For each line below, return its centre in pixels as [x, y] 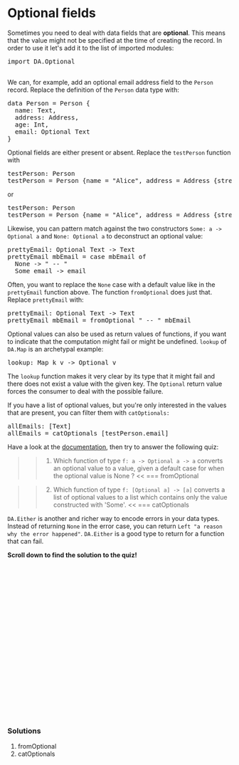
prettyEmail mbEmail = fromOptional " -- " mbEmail [100, 320]
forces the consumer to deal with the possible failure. [85, 391]
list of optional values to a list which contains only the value [140, 497]
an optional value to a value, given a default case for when [139, 468]
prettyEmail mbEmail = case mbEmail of [77, 257]
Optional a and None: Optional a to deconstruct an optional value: [105, 236]
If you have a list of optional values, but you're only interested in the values [117, 405]
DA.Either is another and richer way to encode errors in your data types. [113, 518]
